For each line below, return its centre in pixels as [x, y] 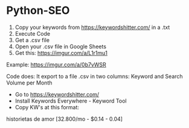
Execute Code [32, 33]
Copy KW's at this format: [47, 107]
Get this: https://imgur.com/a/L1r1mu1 [61, 53]
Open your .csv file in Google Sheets [61, 46]
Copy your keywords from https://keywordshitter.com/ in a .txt [92, 27]
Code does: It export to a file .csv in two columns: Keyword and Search [94, 76]
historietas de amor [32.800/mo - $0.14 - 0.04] [64, 119]
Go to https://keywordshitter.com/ [57, 94]
